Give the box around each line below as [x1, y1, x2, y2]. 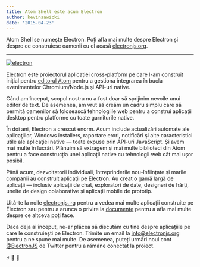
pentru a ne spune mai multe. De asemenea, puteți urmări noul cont [6, 236, 171, 243]
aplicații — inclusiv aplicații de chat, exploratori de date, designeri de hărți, [6, 181, 189, 189]
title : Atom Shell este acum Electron [6, 8, 102, 15]
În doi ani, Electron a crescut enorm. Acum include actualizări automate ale [6, 125, 190, 133]
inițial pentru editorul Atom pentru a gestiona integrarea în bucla [6, 77, 162, 84]
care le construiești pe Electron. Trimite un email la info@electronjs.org [6, 230, 180, 237]
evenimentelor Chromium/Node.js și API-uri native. [6, 84, 131, 91]
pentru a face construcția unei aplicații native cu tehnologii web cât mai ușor [6, 151, 193, 158]
